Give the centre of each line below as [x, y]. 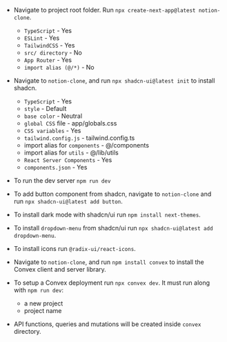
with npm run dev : [39, 290]
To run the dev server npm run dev [62, 181]
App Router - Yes [48, 60]
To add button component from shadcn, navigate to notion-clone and [112, 194]
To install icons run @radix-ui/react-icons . [75, 249]
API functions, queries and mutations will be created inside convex [107, 324]
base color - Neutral [53, 116]
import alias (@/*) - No [59, 67]
